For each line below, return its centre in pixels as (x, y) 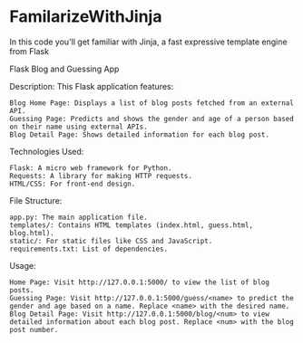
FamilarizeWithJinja (86, 17)
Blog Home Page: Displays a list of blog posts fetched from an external (152, 103)
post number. (34, 329)
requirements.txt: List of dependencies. (89, 249)
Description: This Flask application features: (92, 86)
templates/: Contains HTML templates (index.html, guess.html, (132, 225)
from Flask (29, 51)
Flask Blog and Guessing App (64, 69)
